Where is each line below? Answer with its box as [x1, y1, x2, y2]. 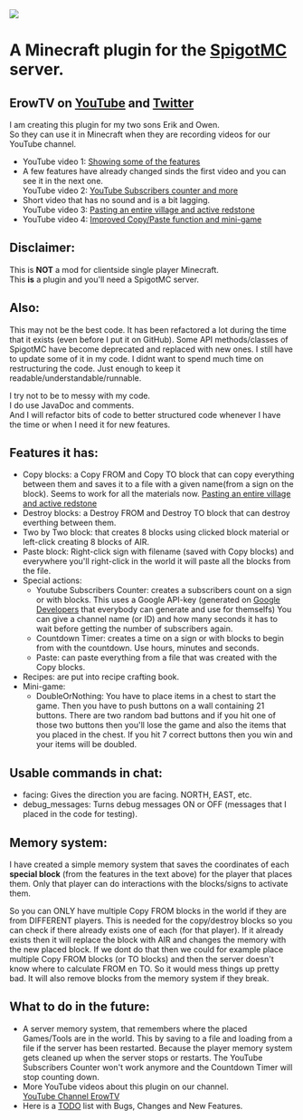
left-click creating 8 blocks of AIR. [22, 537, 150, 548]
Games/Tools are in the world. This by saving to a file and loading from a [22, 1033, 293, 1044]
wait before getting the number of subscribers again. [35, 623, 233, 634]
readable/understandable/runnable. [9, 372, 142, 384]
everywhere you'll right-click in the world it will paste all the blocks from [22, 556, 291, 567]
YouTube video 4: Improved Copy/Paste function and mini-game [22, 214, 262, 225]
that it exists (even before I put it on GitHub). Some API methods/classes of [9, 334, 289, 345]
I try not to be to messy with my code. [9, 390, 151, 401]
